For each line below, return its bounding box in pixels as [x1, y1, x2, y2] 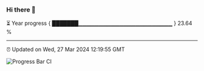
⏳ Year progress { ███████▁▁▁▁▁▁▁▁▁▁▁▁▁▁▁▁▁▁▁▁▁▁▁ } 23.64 [6, 19, 192, 27]
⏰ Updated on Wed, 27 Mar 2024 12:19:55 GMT [6, 46, 125, 53]
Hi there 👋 [6, 5, 36, 14]
